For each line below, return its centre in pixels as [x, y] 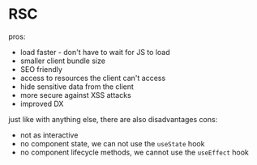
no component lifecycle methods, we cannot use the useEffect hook [135, 152]
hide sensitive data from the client [77, 87]
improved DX [42, 104]
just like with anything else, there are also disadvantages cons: [113, 119]
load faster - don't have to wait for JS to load [95, 52]
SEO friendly [41, 69]
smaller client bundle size [62, 61]
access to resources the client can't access [93, 78]
